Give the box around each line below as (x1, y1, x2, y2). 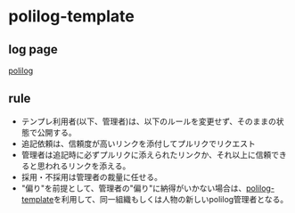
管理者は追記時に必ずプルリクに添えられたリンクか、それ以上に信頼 (20, 149, 272, 160)
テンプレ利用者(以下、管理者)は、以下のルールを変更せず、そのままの (20, 116, 277, 127)
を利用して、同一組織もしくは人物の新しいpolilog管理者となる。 (53, 193, 289, 204)
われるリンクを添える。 (45, 160, 131, 171)
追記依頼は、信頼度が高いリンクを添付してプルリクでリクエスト (20, 138, 256, 149)
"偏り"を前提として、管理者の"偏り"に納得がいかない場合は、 (20, 183, 247, 193)
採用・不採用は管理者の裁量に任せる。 (20, 171, 162, 182)
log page (8, 42, 59, 57)
